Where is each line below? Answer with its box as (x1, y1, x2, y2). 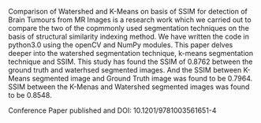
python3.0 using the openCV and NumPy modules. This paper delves (8, 40, 233, 50)
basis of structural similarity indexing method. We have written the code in (8, 32, 250, 41)
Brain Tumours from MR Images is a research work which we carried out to (8, 15, 252, 24)
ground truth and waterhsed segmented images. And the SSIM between (8, 65, 242, 74)
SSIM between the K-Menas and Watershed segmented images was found (8, 82, 250, 91)
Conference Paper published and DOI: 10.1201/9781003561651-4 (8, 106, 217, 115)
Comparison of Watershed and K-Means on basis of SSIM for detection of (8, 7, 248, 16)
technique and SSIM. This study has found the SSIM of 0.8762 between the (8, 57, 253, 66)
